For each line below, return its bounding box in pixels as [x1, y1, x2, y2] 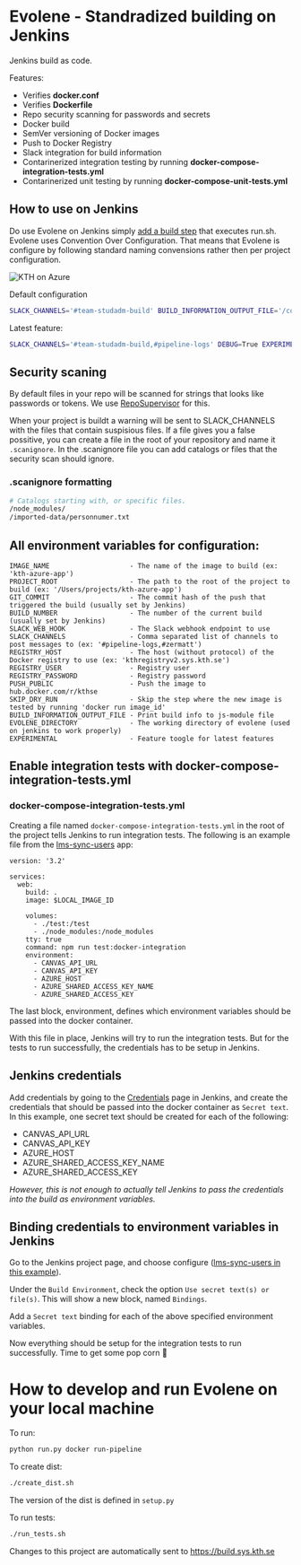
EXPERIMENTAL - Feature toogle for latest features [9, 734, 275, 744]
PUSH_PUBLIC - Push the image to [9, 679, 206, 688]
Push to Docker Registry [21, 137, 112, 148]
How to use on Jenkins [9, 202, 139, 217]
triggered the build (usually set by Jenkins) [9, 601, 186, 610]
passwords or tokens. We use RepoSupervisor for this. [9, 398, 211, 409]
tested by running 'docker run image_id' [9, 703, 167, 713]
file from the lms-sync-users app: [9, 839, 133, 850]
